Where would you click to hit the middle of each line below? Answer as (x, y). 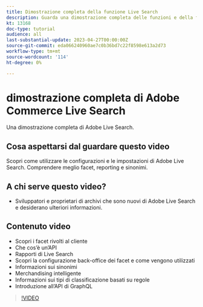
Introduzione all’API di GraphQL (54, 286)
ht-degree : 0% (24, 62)
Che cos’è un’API (36, 247)
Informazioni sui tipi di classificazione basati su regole (82, 280)
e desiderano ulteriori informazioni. (59, 208)
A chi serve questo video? (56, 186)
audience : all (24, 35)
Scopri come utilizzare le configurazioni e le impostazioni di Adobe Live (95, 161)
